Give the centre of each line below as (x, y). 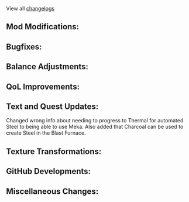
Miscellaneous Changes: (52, 191)
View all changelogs (30, 8)
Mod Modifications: (43, 27)
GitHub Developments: (49, 171)
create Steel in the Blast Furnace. (46, 133)
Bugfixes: (24, 47)
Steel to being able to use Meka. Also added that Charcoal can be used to (95, 127)
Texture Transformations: (54, 151)
